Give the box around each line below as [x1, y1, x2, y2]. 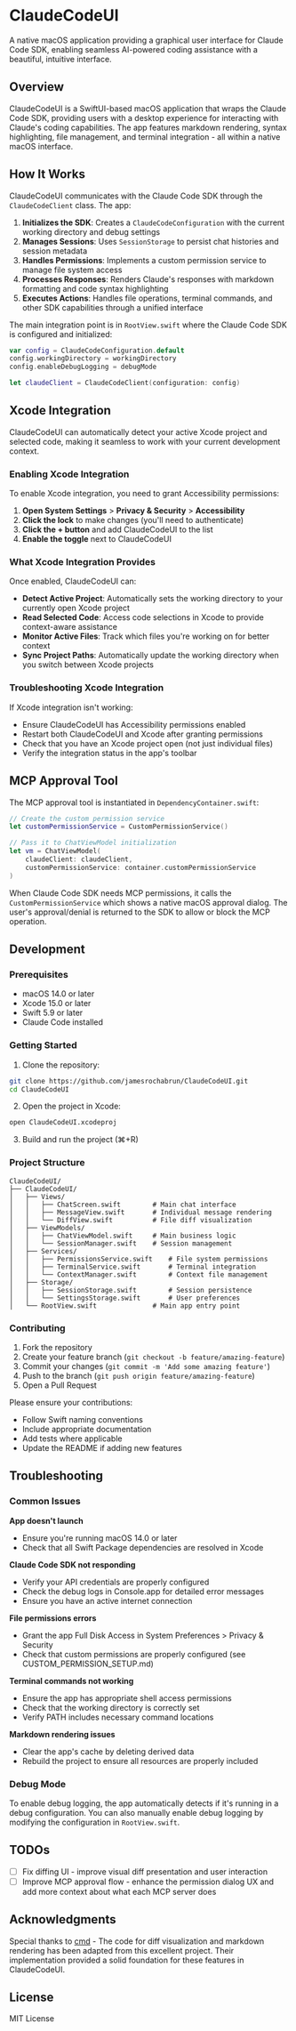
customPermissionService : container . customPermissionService [25, 863, 256, 872]
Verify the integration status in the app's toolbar [21, 747, 197, 758]
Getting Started [9, 1039, 77, 1052]
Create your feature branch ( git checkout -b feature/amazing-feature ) [21, 1351, 285, 1362]
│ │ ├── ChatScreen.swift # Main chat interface [9, 1200, 237, 1209]
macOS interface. [9, 141, 74, 151]
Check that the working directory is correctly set [21, 1702, 200, 1713]
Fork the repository [21, 1342, 93, 1352]
